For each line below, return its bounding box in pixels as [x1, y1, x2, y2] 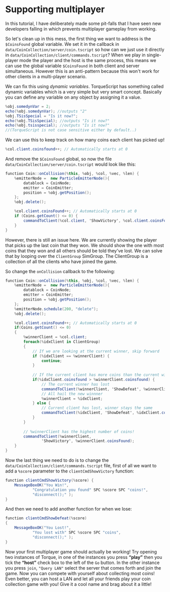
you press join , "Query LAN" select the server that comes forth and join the [5, 565, 161, 571]
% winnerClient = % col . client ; [23, 335, 87, 340]
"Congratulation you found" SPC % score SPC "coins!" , [32, 487, 148, 492]
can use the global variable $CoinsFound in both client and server [5, 63, 140, 69]
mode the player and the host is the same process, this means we [19, 57, 156, 63]
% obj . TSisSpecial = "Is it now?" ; [5, 113, 78, 119]
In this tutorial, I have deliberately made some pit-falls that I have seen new [5, 20, 161, 26]
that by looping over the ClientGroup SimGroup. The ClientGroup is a [5, 253, 148, 259]
